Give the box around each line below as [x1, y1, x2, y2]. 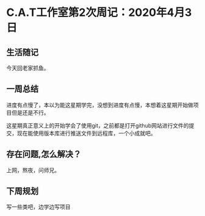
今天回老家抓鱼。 [6, 65, 49, 71]
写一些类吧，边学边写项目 [6, 203, 71, 211]
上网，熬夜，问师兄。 [6, 166, 60, 174]
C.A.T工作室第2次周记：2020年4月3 [6, 5, 192, 20]
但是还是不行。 [11, 109, 49, 116]
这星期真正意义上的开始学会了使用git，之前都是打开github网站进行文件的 [6, 121, 189, 129]
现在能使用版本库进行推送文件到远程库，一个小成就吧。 [16, 129, 156, 137]
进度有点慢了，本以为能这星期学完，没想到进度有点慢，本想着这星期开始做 [6, 101, 193, 109]
